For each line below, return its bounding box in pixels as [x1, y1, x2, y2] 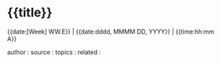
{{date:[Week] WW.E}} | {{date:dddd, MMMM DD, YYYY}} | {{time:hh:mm [7, 27, 215, 36]
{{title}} [7, 5, 53, 21]
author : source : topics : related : [7, 48, 101, 56]
